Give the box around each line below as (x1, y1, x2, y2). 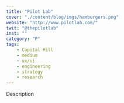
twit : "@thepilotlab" (6, 25, 59, 31)
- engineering (16, 63, 51, 69)
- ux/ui (16, 58, 35, 64)
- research (16, 74, 43, 80)
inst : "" (6, 31, 27, 36)
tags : (6, 42, 19, 48)
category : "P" (6, 36, 41, 42)
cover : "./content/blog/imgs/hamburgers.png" (6, 14, 119, 20)
